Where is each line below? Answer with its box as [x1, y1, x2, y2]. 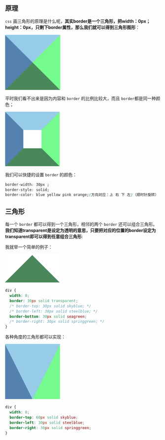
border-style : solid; [5, 187, 50, 192]
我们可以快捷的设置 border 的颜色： [5, 171, 77, 178]
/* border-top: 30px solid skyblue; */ [9, 304, 92, 309]
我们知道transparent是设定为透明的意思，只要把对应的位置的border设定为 [5, 227, 156, 233]
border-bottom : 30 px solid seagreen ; [9, 314, 87, 319]
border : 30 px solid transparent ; [9, 298, 78, 303]
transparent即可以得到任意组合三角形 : [5, 234, 83, 240]
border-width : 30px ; [5, 182, 50, 187]
